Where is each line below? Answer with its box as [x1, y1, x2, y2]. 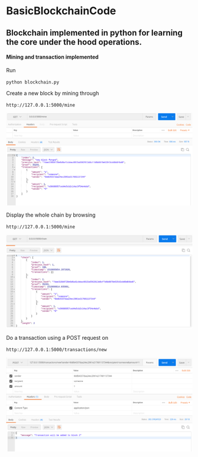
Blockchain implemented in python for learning [6, 28, 183, 38]
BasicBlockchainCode [6, 4, 116, 18]
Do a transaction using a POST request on [6, 334, 109, 342]
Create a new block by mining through [6, 89, 99, 96]
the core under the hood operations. [6, 37, 142, 47]
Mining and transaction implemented [6, 53, 99, 60]
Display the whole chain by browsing [6, 211, 96, 218]
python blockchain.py [6, 79, 60, 85]
